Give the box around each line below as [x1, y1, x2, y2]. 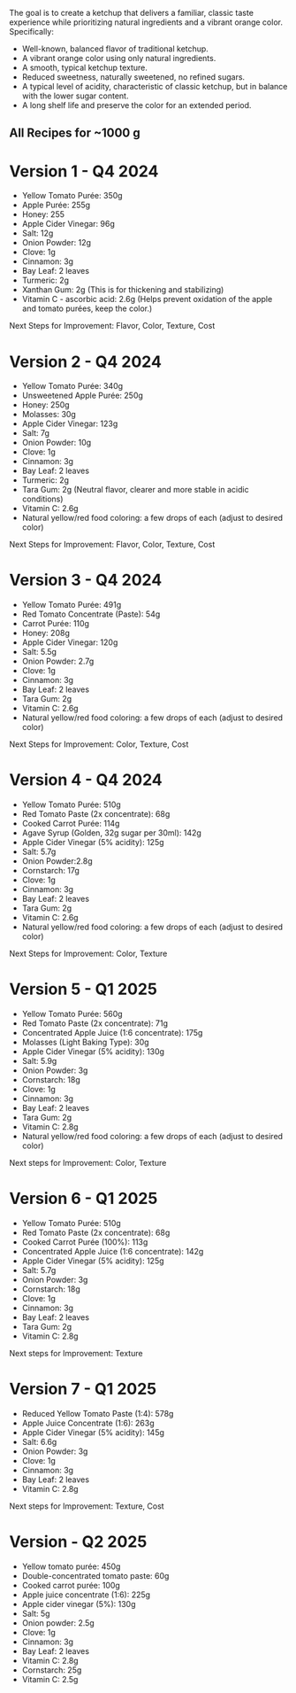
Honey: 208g [21, 628, 71, 639]
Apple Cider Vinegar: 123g [21, 418, 118, 429]
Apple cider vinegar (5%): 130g [21, 1598, 136, 1609]
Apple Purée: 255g [21, 199, 91, 211]
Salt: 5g [21, 1608, 50, 1619]
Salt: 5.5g [21, 647, 57, 657]
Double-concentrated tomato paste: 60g [21, 1570, 170, 1580]
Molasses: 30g [21, 409, 77, 420]
